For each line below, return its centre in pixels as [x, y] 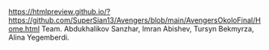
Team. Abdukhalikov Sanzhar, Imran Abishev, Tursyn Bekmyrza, [148, 29]
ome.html [24, 29]
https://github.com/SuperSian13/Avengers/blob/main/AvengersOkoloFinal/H [134, 20]
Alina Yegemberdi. [39, 37]
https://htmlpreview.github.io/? [60, 12]
